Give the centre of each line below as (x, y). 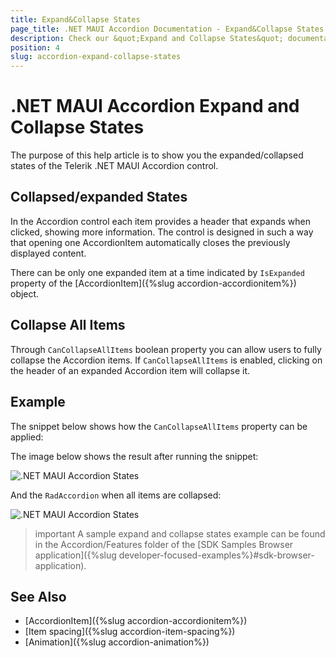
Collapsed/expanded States (99, 197)
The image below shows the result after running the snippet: (134, 456)
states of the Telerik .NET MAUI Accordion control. (114, 166)
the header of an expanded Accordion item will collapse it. (130, 370)
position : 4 (35, 47)
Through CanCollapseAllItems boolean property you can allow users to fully (166, 349)
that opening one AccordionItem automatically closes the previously (150, 242)
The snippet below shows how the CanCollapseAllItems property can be (159, 426)
